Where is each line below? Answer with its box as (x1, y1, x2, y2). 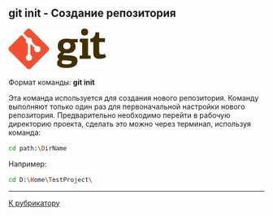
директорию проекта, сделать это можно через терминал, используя (8, 119, 252, 128)
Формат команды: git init (8, 77, 95, 87)
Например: (8, 158, 47, 169)
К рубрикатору (8, 198, 60, 208)
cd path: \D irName (8, 144, 67, 153)
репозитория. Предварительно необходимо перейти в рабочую (8, 110, 231, 120)
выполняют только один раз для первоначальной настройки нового (8, 102, 245, 111)
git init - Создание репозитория (8, 6, 176, 20)
